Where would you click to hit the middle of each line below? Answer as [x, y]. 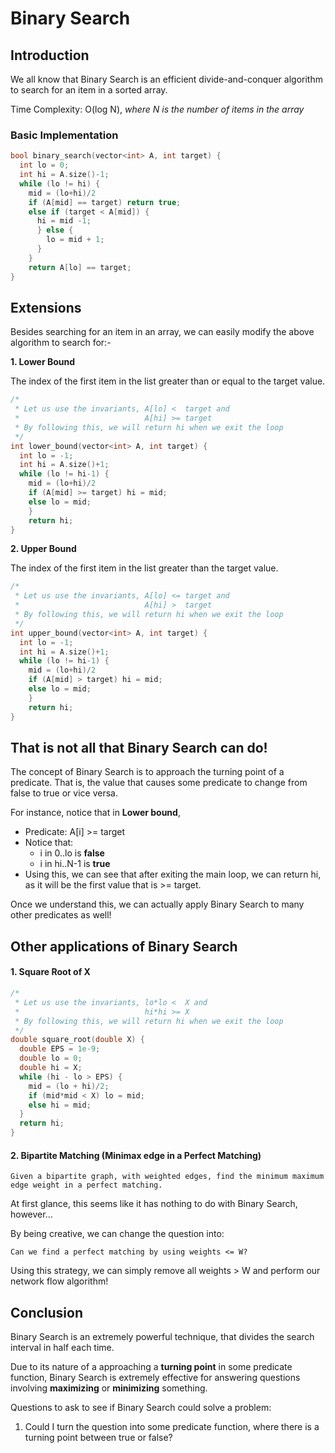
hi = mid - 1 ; [64, 221]
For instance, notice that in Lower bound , [95, 813]
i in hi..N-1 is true [75, 864]
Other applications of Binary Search [124, 946]
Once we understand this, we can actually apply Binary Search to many [157, 904]
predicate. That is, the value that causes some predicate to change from [159, 783]
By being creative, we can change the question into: [117, 1234]
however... [31, 1214]
